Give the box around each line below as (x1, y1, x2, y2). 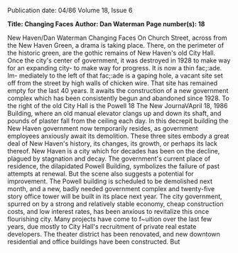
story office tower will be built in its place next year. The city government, (7, 192, 222, 200)
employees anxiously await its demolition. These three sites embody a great (7, 131, 229, 140)
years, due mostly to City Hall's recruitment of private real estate (7, 222, 197, 230)
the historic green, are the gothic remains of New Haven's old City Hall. (7, 49, 215, 57)
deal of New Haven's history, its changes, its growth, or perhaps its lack (7, 139, 218, 148)
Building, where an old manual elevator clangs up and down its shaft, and (7, 109, 222, 117)
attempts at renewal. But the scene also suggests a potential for (7, 170, 194, 178)
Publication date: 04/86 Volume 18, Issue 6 (7, 6, 133, 14)
